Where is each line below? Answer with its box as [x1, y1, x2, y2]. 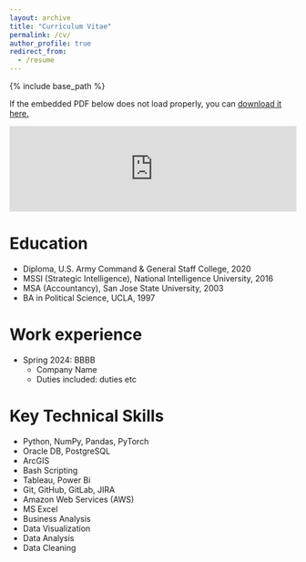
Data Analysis [22, 532, 75, 543]
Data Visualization [22, 523, 91, 534]
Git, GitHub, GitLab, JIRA [22, 484, 116, 495]
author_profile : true [9, 38, 92, 48]
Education [9, 233, 88, 254]
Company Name [36, 363, 97, 374]
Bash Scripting [22, 465, 78, 475]
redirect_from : [9, 47, 67, 56]
